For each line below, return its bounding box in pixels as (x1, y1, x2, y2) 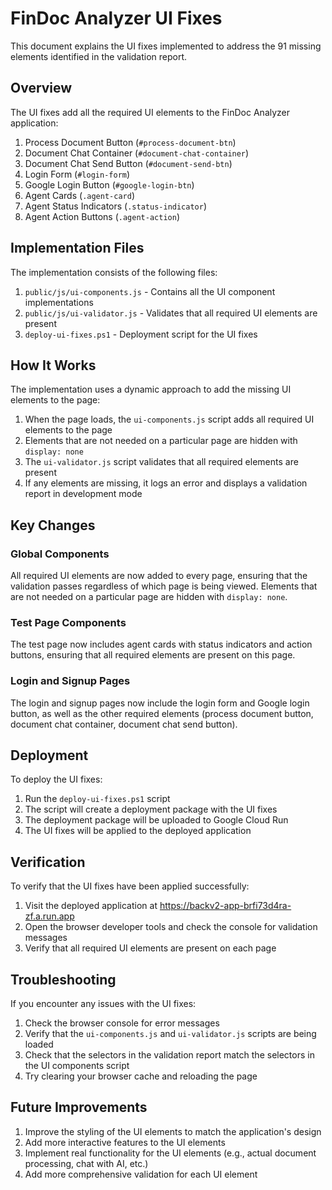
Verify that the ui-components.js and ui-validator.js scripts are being (24, 1028, 317, 1040)
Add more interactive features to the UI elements (24, 1136, 226, 1148)
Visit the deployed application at (24, 900, 158, 912)
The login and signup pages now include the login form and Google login (10, 697, 310, 709)
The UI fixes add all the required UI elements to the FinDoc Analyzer (10, 106, 291, 118)
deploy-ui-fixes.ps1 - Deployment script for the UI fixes (24, 328, 258, 340)
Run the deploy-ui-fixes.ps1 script (24, 793, 171, 805)
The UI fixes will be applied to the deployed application (24, 825, 252, 837)
